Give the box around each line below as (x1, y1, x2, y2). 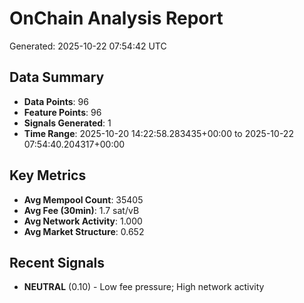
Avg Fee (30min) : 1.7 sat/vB (23, 204, 140, 216)
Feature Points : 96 (23, 106, 102, 118)
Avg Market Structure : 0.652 (23, 225, 145, 237)
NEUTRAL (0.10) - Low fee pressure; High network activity (23, 281, 265, 293)
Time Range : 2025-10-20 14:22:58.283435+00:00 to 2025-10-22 (23, 127, 294, 139)
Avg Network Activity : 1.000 (23, 215, 143, 227)
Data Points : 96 (23, 95, 89, 107)
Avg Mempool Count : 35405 (23, 193, 144, 206)
